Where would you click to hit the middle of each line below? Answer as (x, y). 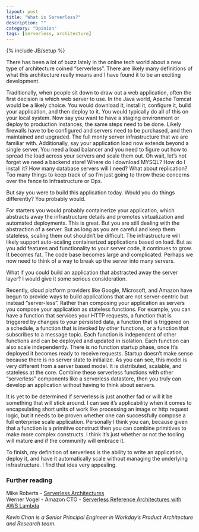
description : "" (26, 23)
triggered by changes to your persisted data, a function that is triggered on (98, 322)
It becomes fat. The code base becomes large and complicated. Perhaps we (99, 255)
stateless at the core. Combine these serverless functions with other (90, 373)
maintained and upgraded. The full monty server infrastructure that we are (97, 137)
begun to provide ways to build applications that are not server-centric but (97, 297)
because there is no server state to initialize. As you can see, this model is (97, 360)
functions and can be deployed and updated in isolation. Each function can (98, 341)
